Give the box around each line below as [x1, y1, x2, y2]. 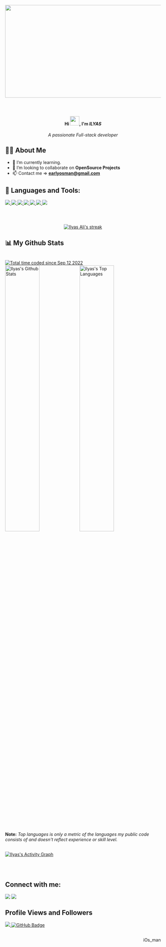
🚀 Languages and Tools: [5, 186, 81, 195]
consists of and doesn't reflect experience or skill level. [5, 836, 118, 842]
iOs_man [143, 937, 161, 943]
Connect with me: [5, 880, 61, 889]
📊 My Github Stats [5, 239, 64, 247]
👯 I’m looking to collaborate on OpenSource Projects [12, 165, 120, 171]
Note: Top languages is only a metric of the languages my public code [5, 831, 149, 837]
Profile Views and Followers [5, 908, 93, 917]
